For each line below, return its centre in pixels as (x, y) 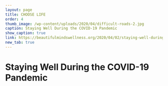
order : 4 (14, 19)
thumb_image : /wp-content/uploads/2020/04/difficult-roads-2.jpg (74, 24)
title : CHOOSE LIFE (25, 14)
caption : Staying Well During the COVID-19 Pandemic (61, 28)
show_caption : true (25, 33)
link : (11, 38)
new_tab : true (20, 42)
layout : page (19, 10)
